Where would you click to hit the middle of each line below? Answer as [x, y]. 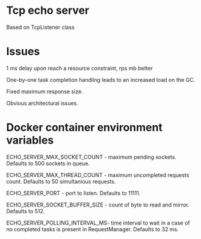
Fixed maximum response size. [45, 92]
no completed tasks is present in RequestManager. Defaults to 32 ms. [92, 229]
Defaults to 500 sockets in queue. [48, 163]
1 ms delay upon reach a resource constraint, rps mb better [80, 68]
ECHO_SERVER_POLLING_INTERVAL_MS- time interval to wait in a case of [98, 223]
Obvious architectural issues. [42, 103]
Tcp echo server [48, 11]
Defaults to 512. [26, 211]
